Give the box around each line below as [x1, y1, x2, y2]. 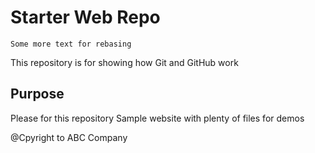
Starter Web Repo [10, 6, 161, 29]
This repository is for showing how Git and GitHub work [10, 56, 239, 68]
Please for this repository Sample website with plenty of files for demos [10, 112, 305, 124]
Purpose [10, 86, 65, 103]
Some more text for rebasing [10, 39, 132, 49]
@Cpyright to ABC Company [10, 131, 128, 143]
